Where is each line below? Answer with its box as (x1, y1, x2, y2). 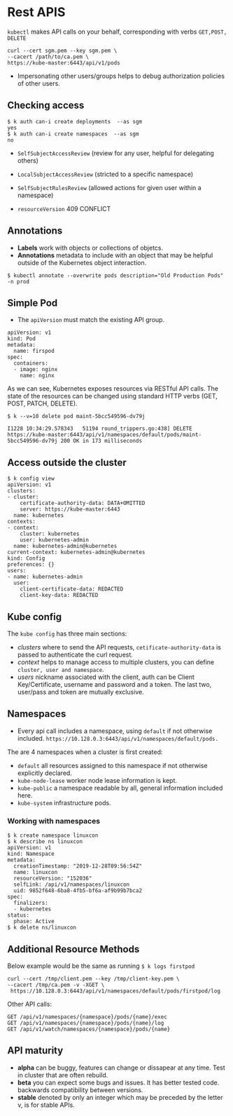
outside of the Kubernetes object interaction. (17, 258, 147, 267)
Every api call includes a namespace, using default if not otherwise (17, 727, 213, 735)
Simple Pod (7, 297, 58, 309)
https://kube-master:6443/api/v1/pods (7, 59, 120, 67)
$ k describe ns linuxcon (7, 838, 83, 845)
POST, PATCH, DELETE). (7, 399, 78, 408)
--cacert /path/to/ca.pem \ (7, 53, 90, 60)
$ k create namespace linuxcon (7, 832, 99, 839)
